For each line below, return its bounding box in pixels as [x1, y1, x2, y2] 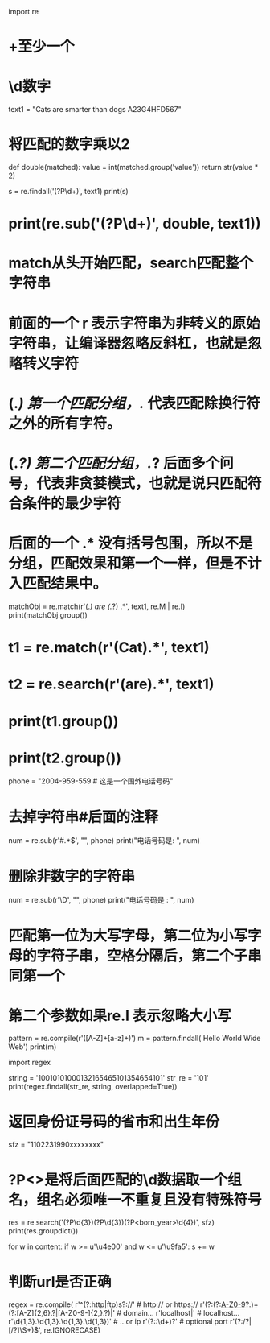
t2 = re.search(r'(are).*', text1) [8, 676, 215, 693]
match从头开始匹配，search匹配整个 [8, 254, 254, 272]
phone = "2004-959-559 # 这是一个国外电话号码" [8, 776, 174, 786]
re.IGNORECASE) [43, 1325, 101, 1335]
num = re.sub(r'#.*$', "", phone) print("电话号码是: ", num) [8, 836, 201, 845]
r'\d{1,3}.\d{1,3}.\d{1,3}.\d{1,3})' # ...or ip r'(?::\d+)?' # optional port [8, 1316, 229, 1327]
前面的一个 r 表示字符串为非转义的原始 [8, 314, 260, 333]
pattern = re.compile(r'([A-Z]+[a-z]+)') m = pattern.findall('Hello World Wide [8, 1034, 261, 1043]
